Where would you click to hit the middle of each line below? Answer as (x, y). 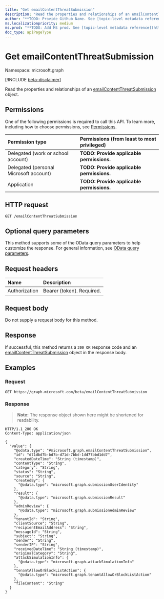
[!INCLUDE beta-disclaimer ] (33, 79)
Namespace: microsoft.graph (34, 70)
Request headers (32, 269)
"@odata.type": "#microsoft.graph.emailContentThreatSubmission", (83, 450)
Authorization (23, 291)
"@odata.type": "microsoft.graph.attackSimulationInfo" (76, 562)
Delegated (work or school (38, 153)
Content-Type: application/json (38, 433)
